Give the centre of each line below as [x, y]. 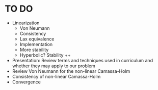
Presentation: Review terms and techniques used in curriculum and [83, 60]
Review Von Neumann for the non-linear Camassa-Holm [71, 71]
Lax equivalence [37, 39]
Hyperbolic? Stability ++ [45, 55]
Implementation [36, 44]
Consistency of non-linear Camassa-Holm [56, 76]
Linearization [26, 23]
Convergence [27, 82]
